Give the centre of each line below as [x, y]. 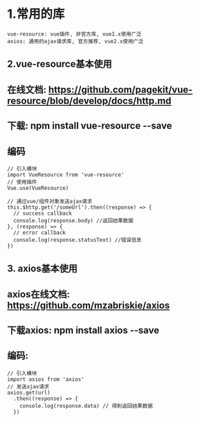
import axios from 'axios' [46, 379]
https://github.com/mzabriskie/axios [89, 305]
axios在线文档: [38, 294]
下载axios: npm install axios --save [83, 330]
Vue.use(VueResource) [38, 188]
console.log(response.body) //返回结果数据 [74, 220]
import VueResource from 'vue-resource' [66, 175]
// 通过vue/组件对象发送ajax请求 [50, 201]
